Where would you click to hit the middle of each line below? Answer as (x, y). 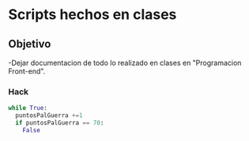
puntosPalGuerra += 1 (49, 116)
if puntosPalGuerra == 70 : (60, 123)
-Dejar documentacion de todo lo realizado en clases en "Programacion (125, 63)
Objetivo (30, 44)
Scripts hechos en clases (92, 15)
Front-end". (27, 71)
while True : (28, 109)
